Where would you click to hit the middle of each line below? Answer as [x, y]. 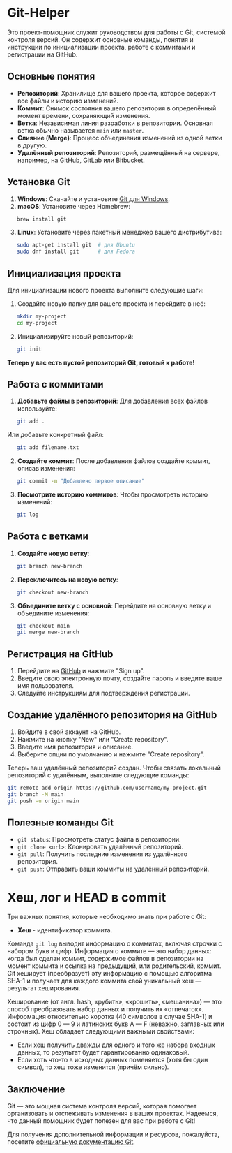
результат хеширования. [44, 988]
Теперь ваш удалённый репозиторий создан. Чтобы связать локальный [114, 768]
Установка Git [39, 182]
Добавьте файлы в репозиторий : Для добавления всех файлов [112, 401]
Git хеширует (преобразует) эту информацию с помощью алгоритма [110, 974]
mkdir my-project [42, 316]
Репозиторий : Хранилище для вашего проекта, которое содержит [116, 93]
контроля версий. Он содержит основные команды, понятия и [100, 39]
